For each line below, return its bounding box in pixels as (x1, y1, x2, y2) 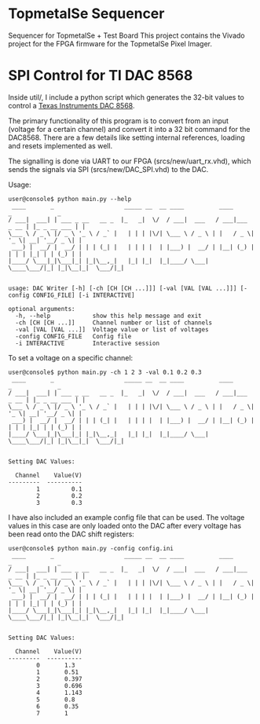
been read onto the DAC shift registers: (8, 529, 135, 539)
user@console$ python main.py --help (8, 195, 132, 203)
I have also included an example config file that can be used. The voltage (8, 512, 245, 522)
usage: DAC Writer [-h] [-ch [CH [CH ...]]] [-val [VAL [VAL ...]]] (8, 284, 237, 292)
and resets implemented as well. (8, 141, 113, 150)
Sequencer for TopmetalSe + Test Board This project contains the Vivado (8, 31, 245, 40)
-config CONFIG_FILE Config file (15, 332, 132, 340)
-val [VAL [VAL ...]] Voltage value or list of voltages (15, 325, 210, 334)
